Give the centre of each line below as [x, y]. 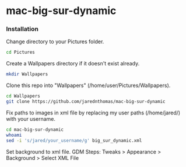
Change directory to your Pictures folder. [55, 41]
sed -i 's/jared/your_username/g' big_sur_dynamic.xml [74, 140]
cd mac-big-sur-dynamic [35, 130]
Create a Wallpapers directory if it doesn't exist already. [73, 64]
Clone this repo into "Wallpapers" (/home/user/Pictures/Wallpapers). [88, 85]
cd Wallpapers [23, 96]
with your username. [31, 119]
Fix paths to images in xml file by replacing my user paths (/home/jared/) [93, 113]
